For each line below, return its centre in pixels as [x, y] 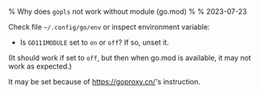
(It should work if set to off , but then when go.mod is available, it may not [129, 58]
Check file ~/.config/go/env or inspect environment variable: [109, 27]
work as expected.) [40, 66]
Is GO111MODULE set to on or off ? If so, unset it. [95, 42]
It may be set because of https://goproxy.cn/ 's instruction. [104, 82]
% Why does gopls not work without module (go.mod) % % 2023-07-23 [127, 12]
